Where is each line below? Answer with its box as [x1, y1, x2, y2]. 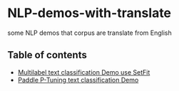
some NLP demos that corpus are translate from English [7, 28, 173, 37]
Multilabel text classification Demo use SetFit [17, 68, 150, 76]
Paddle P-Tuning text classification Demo [17, 75, 139, 84]
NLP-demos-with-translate [7, 5, 172, 21]
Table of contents [7, 49, 87, 61]
